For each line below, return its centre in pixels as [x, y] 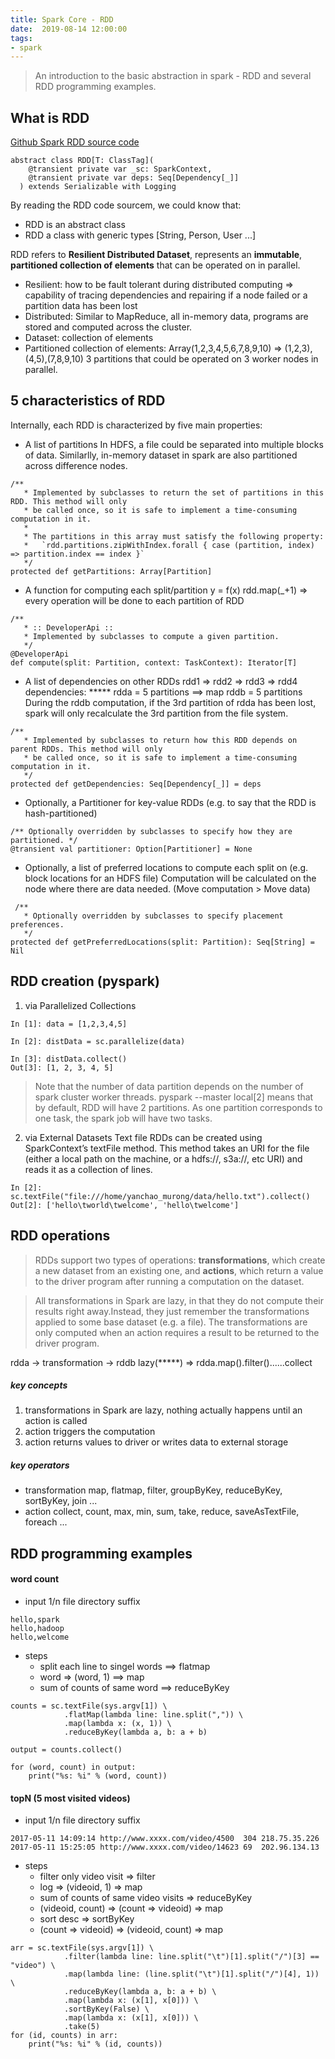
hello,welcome [40, 1637]
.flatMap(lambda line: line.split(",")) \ [153, 1715]
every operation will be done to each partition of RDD [134, 600]
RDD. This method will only [69, 501]
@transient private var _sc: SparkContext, [120, 169]
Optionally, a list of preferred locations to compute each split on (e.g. [166, 867]
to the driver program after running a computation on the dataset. [169, 1281]
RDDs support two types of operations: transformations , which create [180, 1260]
